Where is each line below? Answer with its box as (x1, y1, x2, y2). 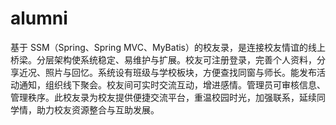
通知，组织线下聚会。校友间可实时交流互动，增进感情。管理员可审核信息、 (18, 78, 326, 91)
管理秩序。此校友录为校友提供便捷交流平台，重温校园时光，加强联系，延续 (10, 91, 317, 103)
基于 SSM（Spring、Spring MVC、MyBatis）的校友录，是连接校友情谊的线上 (10, 41, 326, 53)
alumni (10, 7, 68, 30)
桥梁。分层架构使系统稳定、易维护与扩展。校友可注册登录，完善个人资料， (10, 53, 317, 66)
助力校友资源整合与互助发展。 (36, 103, 160, 116)
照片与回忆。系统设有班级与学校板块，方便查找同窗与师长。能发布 (44, 66, 317, 78)
